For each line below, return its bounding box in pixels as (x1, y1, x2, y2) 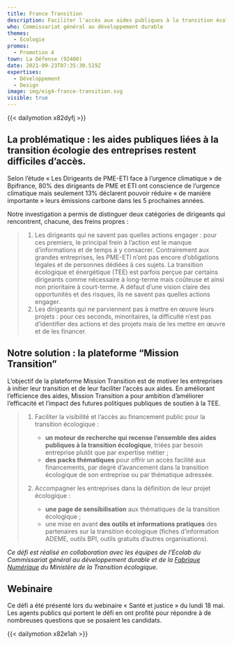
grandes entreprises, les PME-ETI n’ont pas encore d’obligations (34, 252, 219, 261)
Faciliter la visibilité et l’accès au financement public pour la (34, 412, 205, 420)
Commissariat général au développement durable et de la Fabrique (7, 555, 201, 563)
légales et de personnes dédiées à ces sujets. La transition (34, 260, 203, 268)
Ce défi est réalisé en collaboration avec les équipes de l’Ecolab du (7, 548, 201, 556)
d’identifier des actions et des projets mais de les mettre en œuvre (34, 319, 226, 328)
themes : (7, 29, 30, 37)
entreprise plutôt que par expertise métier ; (45, 448, 169, 457)
